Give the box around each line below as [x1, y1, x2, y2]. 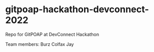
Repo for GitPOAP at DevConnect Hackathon [5, 31, 99, 37]
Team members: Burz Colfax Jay [5, 41, 74, 47]
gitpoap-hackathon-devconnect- [5, 4, 149, 15]
